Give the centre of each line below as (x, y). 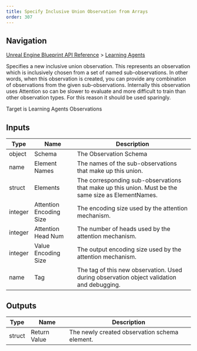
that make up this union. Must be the (127, 188)
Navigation (26, 41)
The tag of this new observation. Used (130, 270)
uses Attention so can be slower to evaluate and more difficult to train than (96, 91)
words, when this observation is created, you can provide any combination (96, 79)
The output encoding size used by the (129, 249)
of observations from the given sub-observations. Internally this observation (98, 85)
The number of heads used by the (124, 229)
